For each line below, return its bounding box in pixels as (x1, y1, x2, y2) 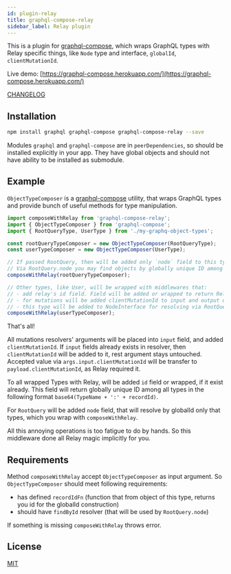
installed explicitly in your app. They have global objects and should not (7, 149, 210, 157)
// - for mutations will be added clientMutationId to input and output (7, 297, 220, 304)
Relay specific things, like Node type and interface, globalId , (7, 49, 177, 57)
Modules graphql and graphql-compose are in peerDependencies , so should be (7, 141, 223, 150)
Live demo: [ (7, 70, 43, 78)
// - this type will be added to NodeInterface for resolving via (7, 303, 201, 310)
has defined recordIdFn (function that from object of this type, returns (16, 493, 215, 502)
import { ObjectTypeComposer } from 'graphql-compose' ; (7, 221, 170, 228)
